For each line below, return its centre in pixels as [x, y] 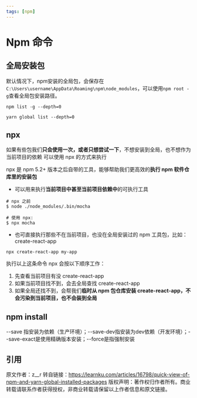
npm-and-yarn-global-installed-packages [57, 382]
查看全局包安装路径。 [34, 96]
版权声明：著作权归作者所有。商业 [150, 382]
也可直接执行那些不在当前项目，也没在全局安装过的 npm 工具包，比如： [101, 234]
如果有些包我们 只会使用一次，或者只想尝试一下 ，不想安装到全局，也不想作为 [98, 149]
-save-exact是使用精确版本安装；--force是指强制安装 [70, 339]
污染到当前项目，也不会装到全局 [58, 298]
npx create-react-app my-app [42, 252]
